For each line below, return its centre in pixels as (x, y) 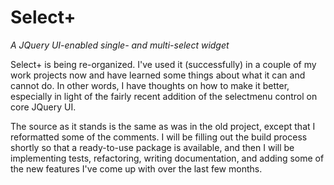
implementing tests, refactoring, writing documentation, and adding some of (167, 158)
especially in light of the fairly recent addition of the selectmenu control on (164, 96)
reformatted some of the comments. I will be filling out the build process (159, 137)
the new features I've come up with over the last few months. (136, 168)
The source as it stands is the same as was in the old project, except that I (163, 126)
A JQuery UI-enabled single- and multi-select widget (120, 45)
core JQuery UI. (43, 107)
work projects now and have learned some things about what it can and (158, 75)
